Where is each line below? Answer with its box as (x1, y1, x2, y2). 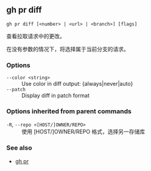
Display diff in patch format (21, 92, 90, 99)
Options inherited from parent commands (6, 107, 132, 116)
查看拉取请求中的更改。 (6, 32, 65, 40)
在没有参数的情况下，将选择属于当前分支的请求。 (6, 45, 129, 52)
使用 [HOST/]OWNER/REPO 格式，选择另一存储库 (21, 128, 146, 136)
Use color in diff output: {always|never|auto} (21, 80, 133, 88)
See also (6, 144, 32, 152)
